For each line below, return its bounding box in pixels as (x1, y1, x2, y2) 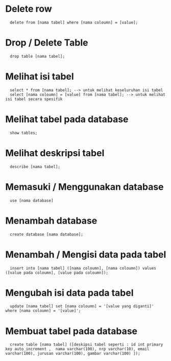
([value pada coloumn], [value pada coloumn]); (5, 270, 109, 275)
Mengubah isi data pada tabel (5, 287, 134, 299)
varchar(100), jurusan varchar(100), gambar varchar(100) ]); (5, 351, 140, 356)
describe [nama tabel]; (10, 164, 60, 169)
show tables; (10, 130, 38, 135)
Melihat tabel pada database (5, 113, 129, 125)
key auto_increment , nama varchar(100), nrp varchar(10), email (5, 347, 150, 352)
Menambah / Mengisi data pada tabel (5, 249, 166, 260)
